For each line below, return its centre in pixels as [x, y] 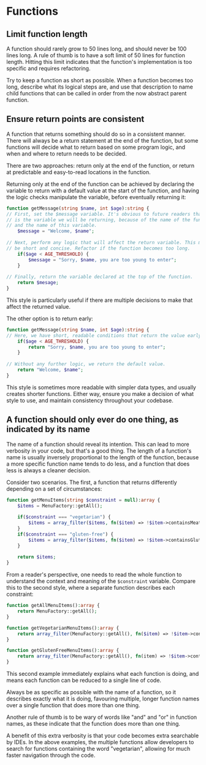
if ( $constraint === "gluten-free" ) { [66, 534]
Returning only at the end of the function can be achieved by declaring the [101, 184]
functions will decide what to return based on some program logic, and [96, 147]
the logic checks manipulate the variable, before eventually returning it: [96, 197]
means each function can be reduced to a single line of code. [84, 680]
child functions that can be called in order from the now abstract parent [97, 93]
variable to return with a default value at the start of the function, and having [103, 190]
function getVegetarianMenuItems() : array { [63, 628]
